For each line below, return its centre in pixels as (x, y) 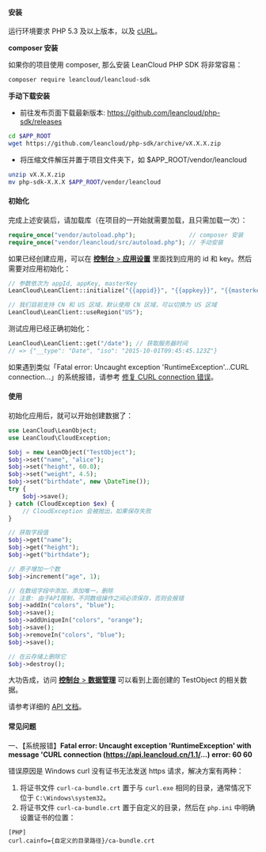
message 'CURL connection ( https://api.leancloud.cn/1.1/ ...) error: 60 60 (131, 754)
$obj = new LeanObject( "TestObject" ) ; (72, 452)
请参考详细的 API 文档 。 (47, 707)
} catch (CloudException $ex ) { (61, 504)
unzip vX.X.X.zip (37, 174)
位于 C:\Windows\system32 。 (65, 797)
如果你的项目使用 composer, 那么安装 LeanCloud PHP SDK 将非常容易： (125, 65)
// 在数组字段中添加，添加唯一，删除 (61, 591)
